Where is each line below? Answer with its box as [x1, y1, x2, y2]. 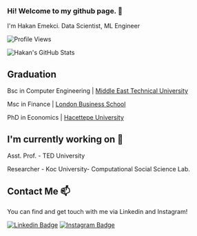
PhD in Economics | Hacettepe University [7, 114, 124, 122]
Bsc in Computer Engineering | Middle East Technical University [7, 87, 188, 95]
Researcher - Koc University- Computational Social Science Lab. [7, 164, 191, 173]
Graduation [7, 68, 57, 80]
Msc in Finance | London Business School [7, 100, 126, 109]
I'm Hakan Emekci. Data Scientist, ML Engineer [7, 22, 140, 30]
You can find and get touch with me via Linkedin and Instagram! [7, 207, 188, 215]
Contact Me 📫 [7, 186, 71, 197]
